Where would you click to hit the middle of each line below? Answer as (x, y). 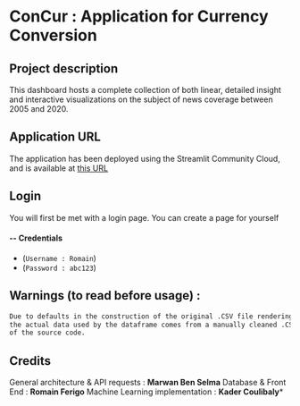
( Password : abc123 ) (59, 267)
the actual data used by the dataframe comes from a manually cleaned (143, 325)
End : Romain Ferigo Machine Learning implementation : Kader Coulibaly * (146, 392)
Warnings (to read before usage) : (105, 296)
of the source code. (48, 333)
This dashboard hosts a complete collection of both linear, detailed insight (145, 90)
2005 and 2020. (39, 109)
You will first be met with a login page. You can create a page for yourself (144, 217)
